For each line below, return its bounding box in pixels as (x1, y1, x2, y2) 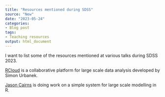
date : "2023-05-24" (5, 16, 45, 21)
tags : (5, 30, 16, 35)
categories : (5, 21, 29, 26)
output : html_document (5, 39, 52, 44)
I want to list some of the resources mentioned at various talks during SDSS (5, 52, 158, 58)
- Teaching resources (5, 35, 50, 40)
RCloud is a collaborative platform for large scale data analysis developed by (5, 67, 160, 73)
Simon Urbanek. (5, 72, 38, 78)
